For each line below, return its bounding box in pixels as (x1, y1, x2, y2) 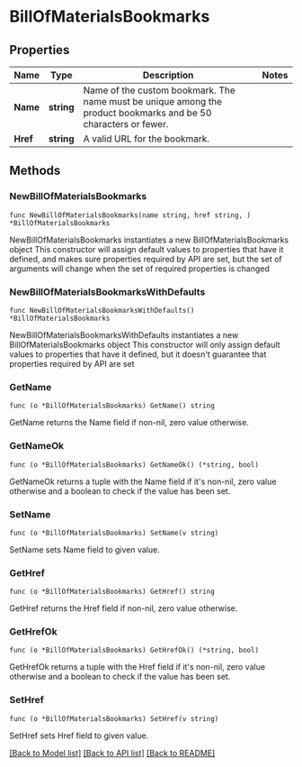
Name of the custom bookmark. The (83, 84, 235, 96)
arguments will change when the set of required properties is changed (9, 263, 270, 274)
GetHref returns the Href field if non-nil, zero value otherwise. (9, 603, 238, 614)
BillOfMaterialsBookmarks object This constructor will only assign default (9, 339, 280, 350)
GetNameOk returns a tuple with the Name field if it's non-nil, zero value (9, 476, 277, 487)
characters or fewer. (83, 118, 169, 130)
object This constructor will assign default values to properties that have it (9, 243, 284, 254)
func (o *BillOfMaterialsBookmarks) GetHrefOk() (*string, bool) (9, 646, 259, 655)
